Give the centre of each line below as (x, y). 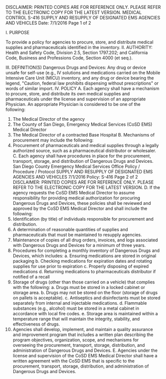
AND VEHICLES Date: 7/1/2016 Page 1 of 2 (49, 23)
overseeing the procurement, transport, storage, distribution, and (79, 345)
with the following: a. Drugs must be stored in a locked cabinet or (79, 287)
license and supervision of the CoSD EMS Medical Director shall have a (85, 355)
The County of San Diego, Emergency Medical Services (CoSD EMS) (83, 124)
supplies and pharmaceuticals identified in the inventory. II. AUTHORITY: (79, 47)
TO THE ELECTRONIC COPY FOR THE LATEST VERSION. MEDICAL (74, 12)
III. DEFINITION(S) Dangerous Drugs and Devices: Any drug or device (76, 67)
